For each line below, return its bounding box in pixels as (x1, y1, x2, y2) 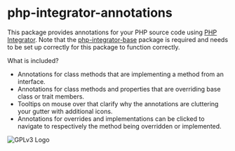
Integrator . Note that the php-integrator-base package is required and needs (7, 35, 229, 43)
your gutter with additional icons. (17, 107, 113, 115)
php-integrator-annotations (7, 5, 173, 21)
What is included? (7, 56, 59, 64)
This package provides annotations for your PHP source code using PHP (7, 28, 217, 36)
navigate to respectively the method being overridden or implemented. (17, 122, 222, 130)
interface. (17, 77, 46, 85)
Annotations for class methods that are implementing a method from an (17, 70, 224, 78)
